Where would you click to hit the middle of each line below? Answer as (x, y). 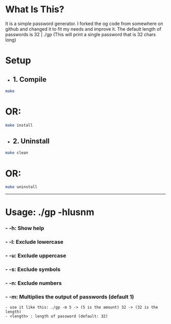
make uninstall (21, 187)
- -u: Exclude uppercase (36, 256)
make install (19, 125)
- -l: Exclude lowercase (34, 242)
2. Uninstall (31, 141)
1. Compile (30, 79)
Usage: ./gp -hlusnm (50, 212)
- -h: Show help (25, 228)
